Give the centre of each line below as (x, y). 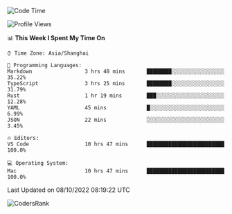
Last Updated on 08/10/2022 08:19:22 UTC (69, 190)
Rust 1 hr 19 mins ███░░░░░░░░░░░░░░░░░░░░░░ (116, 96)
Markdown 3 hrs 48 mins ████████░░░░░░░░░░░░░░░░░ (116, 71)
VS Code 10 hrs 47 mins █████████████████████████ (116, 144)
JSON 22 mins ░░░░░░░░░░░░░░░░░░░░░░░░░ (116, 120)
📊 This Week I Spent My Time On (56, 38)
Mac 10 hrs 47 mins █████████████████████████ (116, 171)
